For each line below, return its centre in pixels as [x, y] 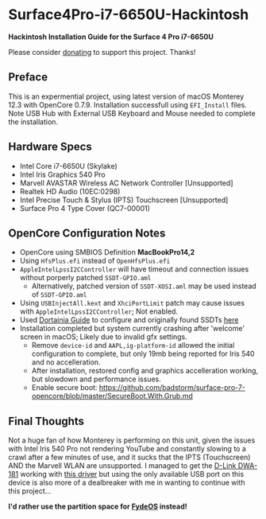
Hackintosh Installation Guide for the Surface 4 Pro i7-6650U [111, 37]
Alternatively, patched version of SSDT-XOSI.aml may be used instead [144, 286]
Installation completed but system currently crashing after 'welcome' [132, 329]
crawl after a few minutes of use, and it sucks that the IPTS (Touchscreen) [129, 457]
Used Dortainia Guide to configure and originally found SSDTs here [129, 320]
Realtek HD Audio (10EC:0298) [70, 191]
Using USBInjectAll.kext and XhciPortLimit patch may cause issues [132, 303]
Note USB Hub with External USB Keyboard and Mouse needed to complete [132, 113]
